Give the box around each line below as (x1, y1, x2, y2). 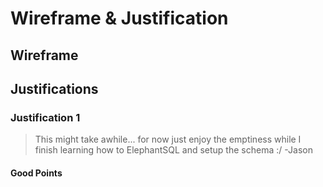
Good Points (10, 167, 63, 179)
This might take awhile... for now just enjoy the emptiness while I (34, 133, 302, 146)
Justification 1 (10, 110, 81, 124)
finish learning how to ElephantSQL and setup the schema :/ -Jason (34, 144, 313, 156)
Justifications (10, 80, 99, 97)
